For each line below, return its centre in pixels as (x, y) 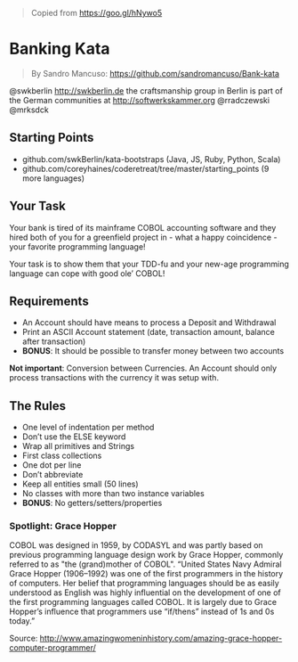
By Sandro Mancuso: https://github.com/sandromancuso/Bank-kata (155, 73)
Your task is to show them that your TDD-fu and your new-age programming (149, 264)
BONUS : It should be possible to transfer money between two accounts (153, 351)
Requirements (49, 301)
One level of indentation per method (88, 428)
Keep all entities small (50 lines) (81, 484)
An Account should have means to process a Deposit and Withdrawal (149, 323)
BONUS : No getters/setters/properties (92, 503)
